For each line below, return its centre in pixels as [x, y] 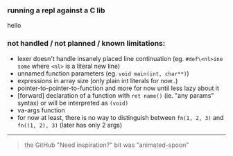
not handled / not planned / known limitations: [86, 44]
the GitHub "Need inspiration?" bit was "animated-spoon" [106, 145]
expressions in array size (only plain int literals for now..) [97, 80]
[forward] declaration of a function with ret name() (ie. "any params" [115, 95]
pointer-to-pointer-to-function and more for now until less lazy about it [118, 88]
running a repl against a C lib [56, 10]
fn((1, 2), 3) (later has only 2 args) [70, 125]
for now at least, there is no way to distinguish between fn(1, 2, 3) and [120, 117]
